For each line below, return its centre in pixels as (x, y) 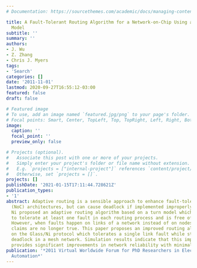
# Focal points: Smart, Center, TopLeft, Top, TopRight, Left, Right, (94, 120)
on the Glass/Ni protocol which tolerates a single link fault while (98, 234)
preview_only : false (36, 142)
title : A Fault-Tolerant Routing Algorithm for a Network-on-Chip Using (97, 22)
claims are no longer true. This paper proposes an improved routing (98, 229)
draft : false (22, 99)
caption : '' (26, 131)
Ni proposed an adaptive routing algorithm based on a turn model (94, 212)
